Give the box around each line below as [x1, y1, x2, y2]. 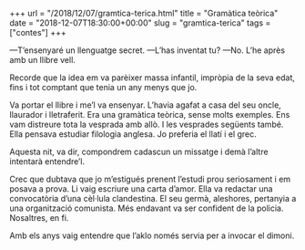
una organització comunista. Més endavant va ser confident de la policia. [9, 203, 284, 214]
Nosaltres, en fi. [9, 213, 69, 223]
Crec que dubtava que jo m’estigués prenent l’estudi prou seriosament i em [9, 173, 291, 184]
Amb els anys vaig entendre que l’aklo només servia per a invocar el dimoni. [9, 230, 295, 241]
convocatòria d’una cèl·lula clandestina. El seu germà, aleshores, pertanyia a [9, 193, 297, 203]
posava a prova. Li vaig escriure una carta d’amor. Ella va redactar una [9, 183, 273, 194]
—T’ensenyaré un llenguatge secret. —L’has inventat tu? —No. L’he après [9, 45, 285, 56]
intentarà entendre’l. [9, 156, 85, 167]
